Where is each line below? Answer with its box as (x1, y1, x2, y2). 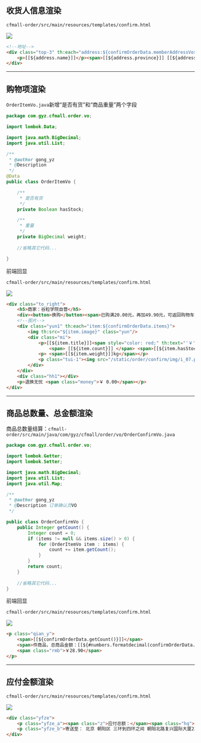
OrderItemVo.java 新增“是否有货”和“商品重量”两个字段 (6, 101, 138, 108)
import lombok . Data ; (6, 124, 58, 130)
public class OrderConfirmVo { (6, 519, 84, 525)
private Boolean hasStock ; (17, 206, 84, 213)
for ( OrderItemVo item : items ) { (38, 541, 124, 547)
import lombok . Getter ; (6, 453, 63, 459)
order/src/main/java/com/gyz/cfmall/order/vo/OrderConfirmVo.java (6, 432, 175, 438)
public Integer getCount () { (17, 524, 90, 530)
